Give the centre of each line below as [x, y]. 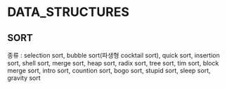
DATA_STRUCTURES [69, 12]
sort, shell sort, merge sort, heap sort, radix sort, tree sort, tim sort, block [113, 63]
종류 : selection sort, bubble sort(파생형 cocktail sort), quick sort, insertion [113, 55]
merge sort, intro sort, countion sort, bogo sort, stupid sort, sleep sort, [109, 71]
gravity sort [24, 78]
